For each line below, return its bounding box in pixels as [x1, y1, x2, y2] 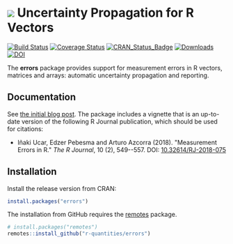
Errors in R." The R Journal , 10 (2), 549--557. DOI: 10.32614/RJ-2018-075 [17, 145, 227, 154]
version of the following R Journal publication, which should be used [21, 117, 218, 125]
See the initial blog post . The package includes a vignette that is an [7, 109, 200, 118]
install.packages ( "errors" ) [7, 197, 89, 205]
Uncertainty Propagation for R [17, 5, 195, 21]
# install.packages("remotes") [7, 224, 98, 231]
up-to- [200, 109, 220, 118]
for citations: [7, 124, 44, 133]
